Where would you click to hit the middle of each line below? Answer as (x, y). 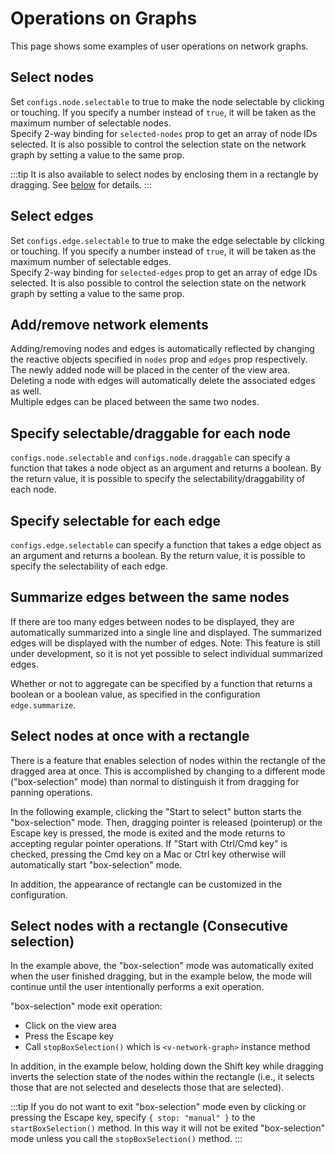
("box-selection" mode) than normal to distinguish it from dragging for (155, 781)
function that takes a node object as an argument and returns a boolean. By (166, 468)
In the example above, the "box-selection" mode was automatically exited (162, 966)
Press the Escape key (69, 1036)
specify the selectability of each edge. (89, 566)
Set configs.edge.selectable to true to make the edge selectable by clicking (167, 240)
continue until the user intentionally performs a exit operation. (137, 987)
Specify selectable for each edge (115, 520)
